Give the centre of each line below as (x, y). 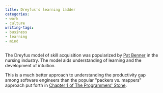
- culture (15, 23)
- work (12, 19)
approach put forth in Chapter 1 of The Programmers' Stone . (66, 85)
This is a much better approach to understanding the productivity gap (76, 75)
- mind (12, 41)
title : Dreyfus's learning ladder (41, 9)
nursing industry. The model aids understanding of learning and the (73, 60)
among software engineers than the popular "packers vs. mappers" (73, 80)
